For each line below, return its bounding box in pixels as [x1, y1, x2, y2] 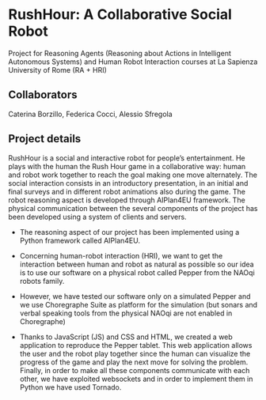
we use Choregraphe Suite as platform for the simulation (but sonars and [19, 300, 258, 309]
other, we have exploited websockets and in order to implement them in [19, 374, 253, 383]
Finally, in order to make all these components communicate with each [19, 365, 250, 375]
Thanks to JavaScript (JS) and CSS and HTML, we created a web [19, 332, 234, 342]
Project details [8, 132, 82, 145]
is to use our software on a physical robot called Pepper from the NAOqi [19, 267, 255, 277]
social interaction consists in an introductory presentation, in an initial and [8, 178, 249, 187]
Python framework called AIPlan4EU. [19, 236, 141, 245]
